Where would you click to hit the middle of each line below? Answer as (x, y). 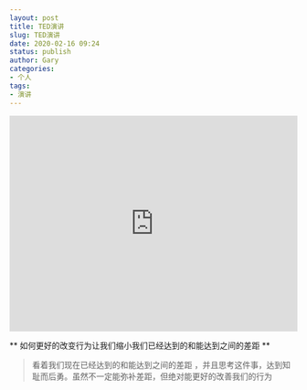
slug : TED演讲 (35, 35)
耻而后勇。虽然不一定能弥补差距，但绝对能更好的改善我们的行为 (152, 376)
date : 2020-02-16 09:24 (55, 43)
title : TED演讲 (37, 26)
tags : (20, 86)
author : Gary (34, 60)
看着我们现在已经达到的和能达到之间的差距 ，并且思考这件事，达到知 (161, 364)
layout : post (34, 18)
